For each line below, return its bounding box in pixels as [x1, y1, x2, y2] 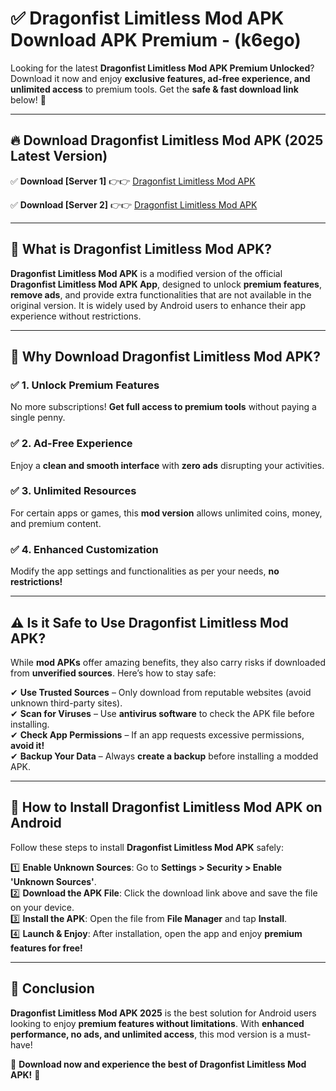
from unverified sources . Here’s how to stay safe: [10, 667, 217, 679]
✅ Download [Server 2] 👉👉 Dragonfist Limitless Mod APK [10, 198, 258, 211]
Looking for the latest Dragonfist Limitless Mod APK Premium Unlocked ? [10, 62, 315, 74]
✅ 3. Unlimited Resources [10, 484, 137, 498]
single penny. [10, 412, 66, 424]
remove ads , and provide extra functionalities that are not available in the [10, 288, 312, 301]
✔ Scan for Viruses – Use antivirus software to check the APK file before [10, 707, 315, 719]
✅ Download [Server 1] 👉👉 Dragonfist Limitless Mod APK [10, 175, 256, 187]
